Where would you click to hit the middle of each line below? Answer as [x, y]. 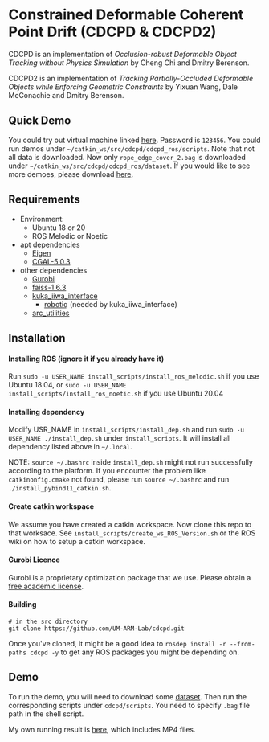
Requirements [44, 200]
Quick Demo [40, 121]
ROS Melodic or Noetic [70, 236]
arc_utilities [51, 313]
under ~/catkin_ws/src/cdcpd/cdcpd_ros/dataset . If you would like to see [129, 166]
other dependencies [53, 270]
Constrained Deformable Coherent [126, 15]
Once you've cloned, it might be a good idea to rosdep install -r [117, 643]
